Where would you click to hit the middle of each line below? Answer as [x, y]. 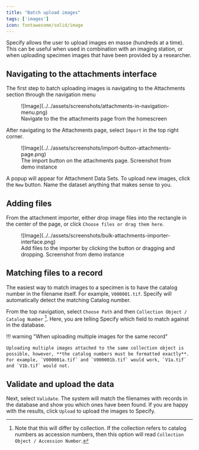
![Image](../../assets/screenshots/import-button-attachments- [96, 148]
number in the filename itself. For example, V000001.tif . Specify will [89, 293]
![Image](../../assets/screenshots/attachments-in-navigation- [95, 106]
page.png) [33, 154]
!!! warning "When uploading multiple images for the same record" [87, 337]
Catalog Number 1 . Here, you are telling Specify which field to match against [97, 318]
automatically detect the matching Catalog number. [69, 300]
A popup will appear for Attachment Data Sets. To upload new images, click [98, 179]
